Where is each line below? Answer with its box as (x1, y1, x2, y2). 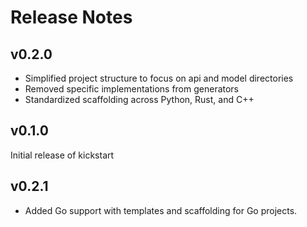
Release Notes (10, 6, 133, 29)
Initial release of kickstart (10, 149, 115, 161)
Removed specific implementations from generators (24, 83, 240, 95)
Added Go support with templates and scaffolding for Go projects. (24, 204, 298, 216)
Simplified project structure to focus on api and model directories (24, 72, 294, 84)
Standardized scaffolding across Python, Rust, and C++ (24, 94, 255, 105)
